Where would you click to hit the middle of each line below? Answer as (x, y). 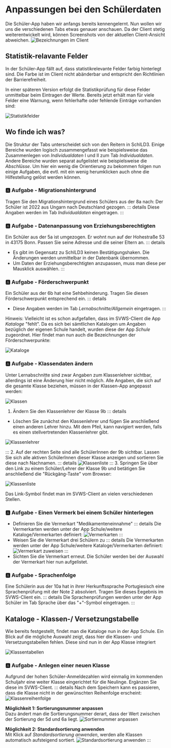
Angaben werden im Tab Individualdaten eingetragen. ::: (65, 212)
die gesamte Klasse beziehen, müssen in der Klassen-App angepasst (78, 386)
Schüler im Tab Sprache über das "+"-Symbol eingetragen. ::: (70, 603)
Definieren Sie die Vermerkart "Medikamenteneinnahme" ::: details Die (87, 524)
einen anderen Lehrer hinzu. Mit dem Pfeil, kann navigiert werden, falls (87, 426)
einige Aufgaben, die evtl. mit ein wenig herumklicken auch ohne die (77, 172)
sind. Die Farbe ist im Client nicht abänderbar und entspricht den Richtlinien (85, 74)
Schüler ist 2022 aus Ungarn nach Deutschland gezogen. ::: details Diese (82, 207)
